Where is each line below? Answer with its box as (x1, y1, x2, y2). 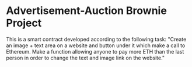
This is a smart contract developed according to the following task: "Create (6, 36, 187, 43)
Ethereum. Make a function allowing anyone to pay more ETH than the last (6, 48, 184, 55)
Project (6, 16, 42, 30)
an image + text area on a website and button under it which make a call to (6, 42, 186, 49)
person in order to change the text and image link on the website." (6, 54, 165, 61)
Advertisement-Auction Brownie (6, 4, 167, 17)
